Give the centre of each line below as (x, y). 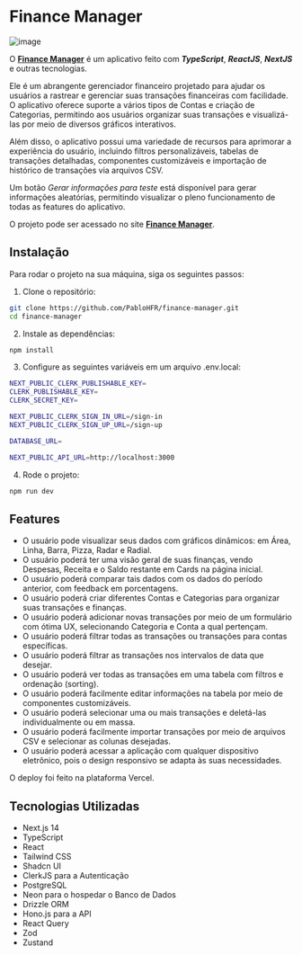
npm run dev (31, 491)
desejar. (37, 665)
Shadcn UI (41, 866)
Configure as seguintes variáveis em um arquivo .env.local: (131, 367)
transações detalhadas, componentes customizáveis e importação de (138, 160)
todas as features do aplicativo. (67, 206)
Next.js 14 (41, 828)
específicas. (45, 646)
